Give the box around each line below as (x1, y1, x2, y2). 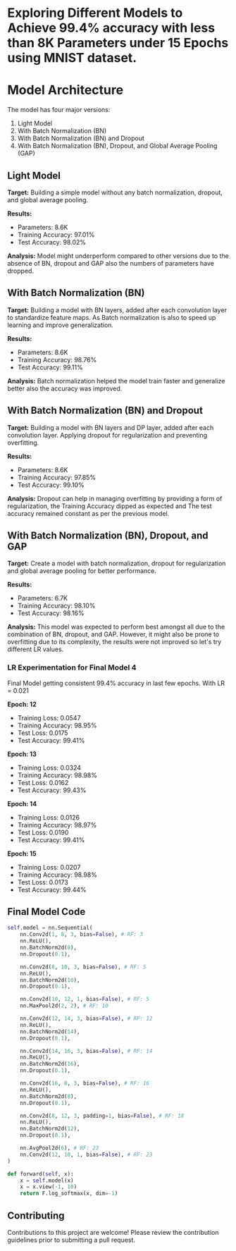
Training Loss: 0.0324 (17, 763, 82, 772)
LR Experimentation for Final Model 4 (7, 663, 137, 672)
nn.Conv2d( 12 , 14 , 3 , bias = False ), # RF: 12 (20, 1015, 153, 1023)
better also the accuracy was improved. (7, 384, 123, 393)
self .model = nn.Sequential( (7, 925, 93, 932)
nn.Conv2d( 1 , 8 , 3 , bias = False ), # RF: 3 (20, 931, 143, 938)
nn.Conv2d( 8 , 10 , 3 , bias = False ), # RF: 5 (20, 963, 147, 970)
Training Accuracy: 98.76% (17, 355, 97, 364)
